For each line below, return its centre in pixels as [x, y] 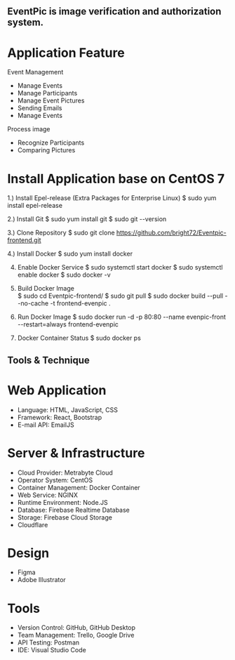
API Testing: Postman [48, 642]
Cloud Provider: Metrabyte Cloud [65, 473]
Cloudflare [33, 524]
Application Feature [66, 53]
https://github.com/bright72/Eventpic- [171, 233]
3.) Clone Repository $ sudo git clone [61, 233]
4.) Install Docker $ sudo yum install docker [70, 254]
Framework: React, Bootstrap [60, 417]
